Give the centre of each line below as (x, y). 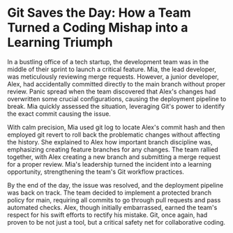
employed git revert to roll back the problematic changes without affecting (114, 135)
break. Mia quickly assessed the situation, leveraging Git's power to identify (116, 106)
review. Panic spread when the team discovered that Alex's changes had (112, 91)
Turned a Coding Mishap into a (98, 28)
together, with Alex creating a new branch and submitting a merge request (114, 157)
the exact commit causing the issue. (59, 114)
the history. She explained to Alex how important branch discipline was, (110, 142)
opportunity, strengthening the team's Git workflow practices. (96, 172)
